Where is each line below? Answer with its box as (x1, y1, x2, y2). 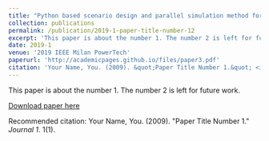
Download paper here (8, 100, 80, 110)
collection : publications (8, 19, 94, 27)
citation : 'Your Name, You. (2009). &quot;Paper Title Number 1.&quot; (8, 64, 252, 72)
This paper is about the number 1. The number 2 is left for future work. (8, 85, 241, 95)
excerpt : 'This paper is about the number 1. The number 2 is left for (8, 33, 252, 42)
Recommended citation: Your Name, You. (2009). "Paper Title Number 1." (8, 116, 250, 126)
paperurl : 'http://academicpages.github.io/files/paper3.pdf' (8, 57, 220, 65)
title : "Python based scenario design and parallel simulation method (8, 11, 249, 20)
